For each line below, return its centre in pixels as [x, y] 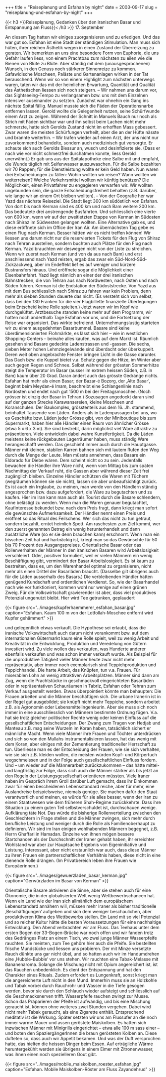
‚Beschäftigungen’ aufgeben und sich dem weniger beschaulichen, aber [79, 911]
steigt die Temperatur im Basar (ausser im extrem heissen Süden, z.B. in [79, 370]
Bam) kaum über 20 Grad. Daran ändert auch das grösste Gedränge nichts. [82, 376]
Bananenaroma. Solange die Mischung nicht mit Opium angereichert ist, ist [82, 964]
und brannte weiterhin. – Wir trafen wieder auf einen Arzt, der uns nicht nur [82, 137]
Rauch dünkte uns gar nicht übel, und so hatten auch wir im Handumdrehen [82, 954]
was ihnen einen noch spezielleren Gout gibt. [51, 1054]
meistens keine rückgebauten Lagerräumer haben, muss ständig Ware [77, 439]
